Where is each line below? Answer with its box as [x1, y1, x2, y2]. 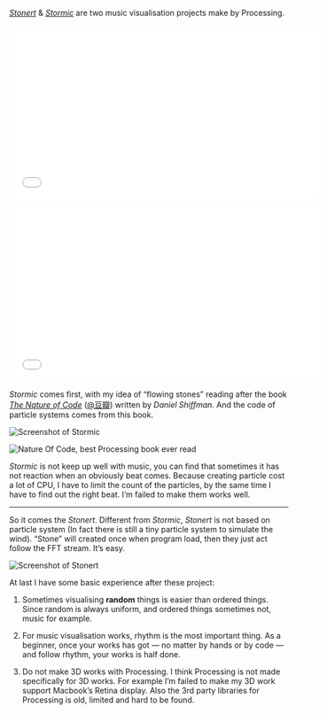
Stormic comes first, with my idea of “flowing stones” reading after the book [9, 389, 287, 400]
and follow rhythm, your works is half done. [21, 649, 182, 659]
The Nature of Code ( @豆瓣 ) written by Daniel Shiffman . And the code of [9, 400, 276, 410]
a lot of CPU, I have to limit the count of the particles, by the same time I [9, 480, 272, 490]
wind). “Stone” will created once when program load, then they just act [9, 533, 268, 544]
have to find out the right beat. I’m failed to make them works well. [9, 489, 251, 500]
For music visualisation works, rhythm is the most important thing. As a [21, 631, 282, 640]
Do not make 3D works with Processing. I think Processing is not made [21, 666, 281, 677]
